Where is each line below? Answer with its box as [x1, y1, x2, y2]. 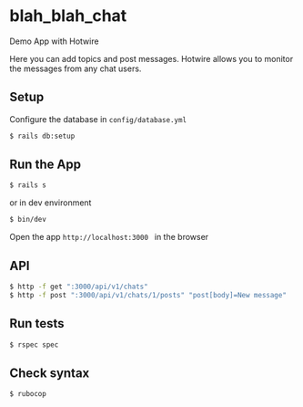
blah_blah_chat [9, 5, 127, 26]
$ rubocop [9, 390, 47, 399]
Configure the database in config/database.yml [9, 113, 187, 124]
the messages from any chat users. [9, 63, 142, 74]
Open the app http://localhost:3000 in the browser [9, 232, 209, 243]
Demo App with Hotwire [9, 36, 99, 47]
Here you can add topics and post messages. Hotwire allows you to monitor [9, 53, 294, 64]
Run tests [9, 316, 65, 331]
